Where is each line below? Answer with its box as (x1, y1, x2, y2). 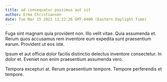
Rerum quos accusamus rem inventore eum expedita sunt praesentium (5, 36, 151, 42)
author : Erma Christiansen (5, 12, 62, 17)
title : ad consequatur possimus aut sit (5, 7, 91, 13)
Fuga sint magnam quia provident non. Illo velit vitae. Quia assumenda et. (5, 31, 156, 37)
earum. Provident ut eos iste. (5, 41, 65, 47)
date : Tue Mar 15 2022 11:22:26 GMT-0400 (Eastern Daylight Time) (5, 17, 147, 22)
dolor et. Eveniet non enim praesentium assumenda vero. (5, 56, 123, 62)
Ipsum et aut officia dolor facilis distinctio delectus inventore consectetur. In (5, 51, 162, 57)
